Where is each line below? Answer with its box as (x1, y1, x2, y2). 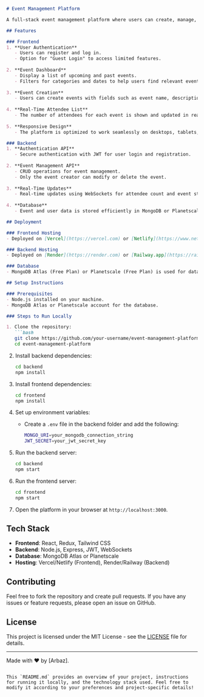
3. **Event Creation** (6, 89, 64, 95)
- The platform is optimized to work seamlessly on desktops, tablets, (14, 129, 200, 135)
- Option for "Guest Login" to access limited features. (14, 55, 162, 62)
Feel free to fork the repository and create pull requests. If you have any (6, 593, 186, 600)
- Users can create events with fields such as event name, (14, 95, 170, 102)
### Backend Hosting (6, 246, 59, 252)
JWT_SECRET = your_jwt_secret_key (24, 438, 106, 444)
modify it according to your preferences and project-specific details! (6, 685, 194, 691)
